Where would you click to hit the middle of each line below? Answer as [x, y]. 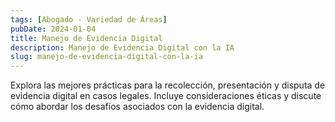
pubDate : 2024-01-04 [53, 29]
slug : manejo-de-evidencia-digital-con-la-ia [106, 57]
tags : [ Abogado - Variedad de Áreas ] [89, 19]
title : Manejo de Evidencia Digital [86, 38]
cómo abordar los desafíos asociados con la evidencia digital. [137, 107]
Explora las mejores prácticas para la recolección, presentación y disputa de [168, 85]
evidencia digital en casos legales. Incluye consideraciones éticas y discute [166, 96]
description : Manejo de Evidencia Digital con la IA [122, 47]
